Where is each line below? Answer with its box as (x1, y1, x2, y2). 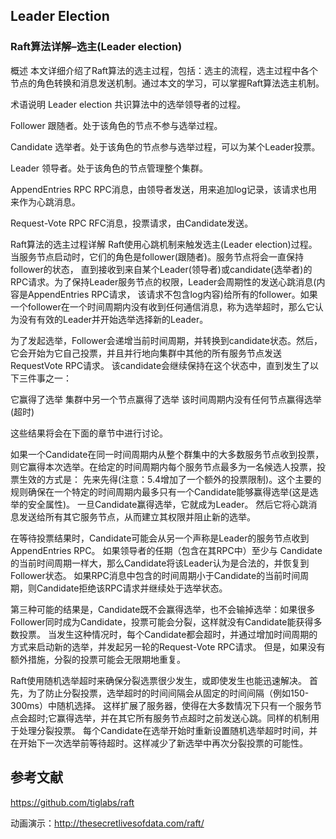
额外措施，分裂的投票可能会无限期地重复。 (10, 653, 186, 665)
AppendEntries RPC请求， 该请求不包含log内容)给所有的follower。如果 (27, 288, 318, 300)
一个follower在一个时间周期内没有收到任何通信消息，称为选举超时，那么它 (10, 300, 315, 313)
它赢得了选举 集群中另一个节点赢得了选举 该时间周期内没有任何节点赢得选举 (10, 393, 322, 405)
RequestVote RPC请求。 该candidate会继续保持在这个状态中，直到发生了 (10, 359, 311, 371)
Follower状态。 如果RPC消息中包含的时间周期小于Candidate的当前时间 (10, 569, 301, 581)
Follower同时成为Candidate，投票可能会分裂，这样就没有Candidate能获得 (10, 615, 314, 628)
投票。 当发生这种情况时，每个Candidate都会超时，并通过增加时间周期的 (18, 628, 318, 640)
